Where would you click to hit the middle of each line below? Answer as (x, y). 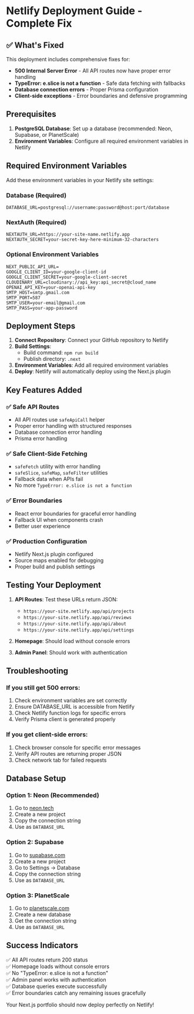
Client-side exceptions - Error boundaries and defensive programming (101, 96)
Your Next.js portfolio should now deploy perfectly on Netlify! (80, 1005)
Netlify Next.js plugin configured (54, 554)
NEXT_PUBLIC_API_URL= (33, 266)
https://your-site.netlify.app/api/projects (79, 611)
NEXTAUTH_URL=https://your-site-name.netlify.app (68, 235)
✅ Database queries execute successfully (57, 986)
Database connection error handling (58, 432)
